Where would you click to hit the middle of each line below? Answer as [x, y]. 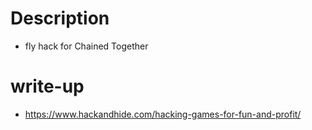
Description [60, 18]
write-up [47, 86]
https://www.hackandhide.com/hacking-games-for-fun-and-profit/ [163, 114]
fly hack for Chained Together [86, 46]
